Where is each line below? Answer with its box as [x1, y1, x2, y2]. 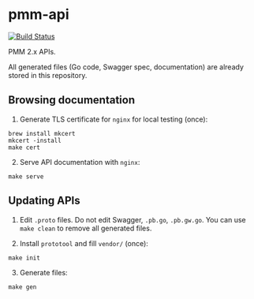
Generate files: [19, 267, 69, 277]
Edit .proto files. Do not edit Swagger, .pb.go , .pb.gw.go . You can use [19, 215, 246, 224]
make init [8, 254, 41, 262]
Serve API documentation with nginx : [19, 157, 140, 166]
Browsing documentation [8, 93, 136, 107]
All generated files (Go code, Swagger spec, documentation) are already [8, 62, 245, 72]
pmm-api [8, 6, 69, 24]
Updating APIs [8, 194, 80, 207]
